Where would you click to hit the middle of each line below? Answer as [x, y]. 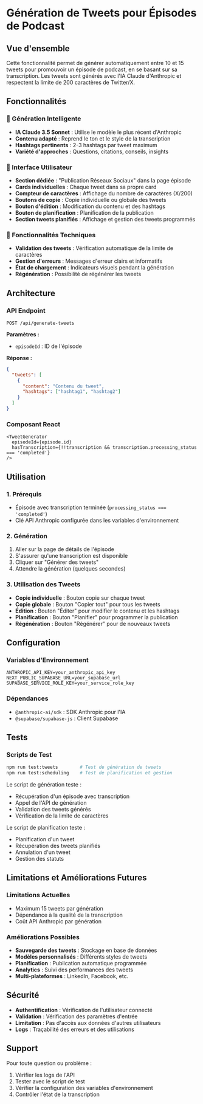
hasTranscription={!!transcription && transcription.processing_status [105, 448]
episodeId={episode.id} [42, 442]
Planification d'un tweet [45, 839]
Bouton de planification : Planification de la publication [84, 212]
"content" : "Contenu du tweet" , [63, 386]
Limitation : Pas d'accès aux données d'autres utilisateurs [88, 1022]
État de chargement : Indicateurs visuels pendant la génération [95, 268]
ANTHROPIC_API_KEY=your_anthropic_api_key [61, 673]
